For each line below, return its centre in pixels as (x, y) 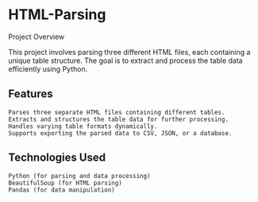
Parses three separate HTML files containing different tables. (117, 112)
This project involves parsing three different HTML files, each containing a (129, 52)
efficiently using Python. (48, 68)
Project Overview (37, 37)
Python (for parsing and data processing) (79, 176)
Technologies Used (57, 158)
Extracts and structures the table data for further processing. (118, 119)
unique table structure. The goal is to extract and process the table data (126, 60)
